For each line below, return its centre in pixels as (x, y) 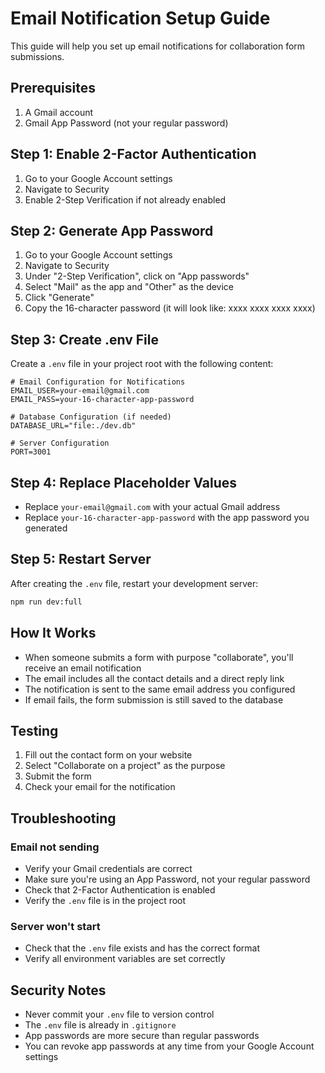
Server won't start (55, 926)
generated (46, 528)
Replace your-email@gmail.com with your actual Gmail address (152, 506)
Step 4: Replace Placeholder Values (124, 482)
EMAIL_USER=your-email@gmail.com (80, 391)
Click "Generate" (59, 298)
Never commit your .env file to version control (119, 1014)
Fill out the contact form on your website (108, 755)
